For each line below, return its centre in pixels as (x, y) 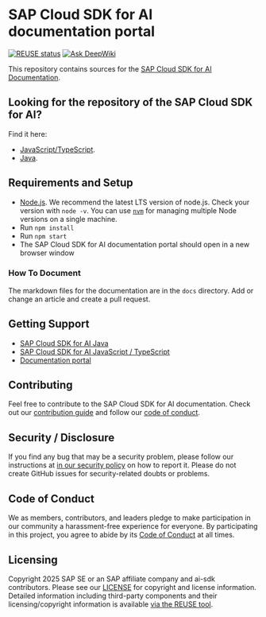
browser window (47, 253)
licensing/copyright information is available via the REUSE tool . (111, 604)
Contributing (40, 385)
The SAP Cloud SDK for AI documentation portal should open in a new (135, 244)
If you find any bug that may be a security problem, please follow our (121, 457)
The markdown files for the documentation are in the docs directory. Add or (131, 290)
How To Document (44, 274)
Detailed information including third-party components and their (113, 596)
